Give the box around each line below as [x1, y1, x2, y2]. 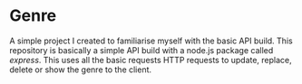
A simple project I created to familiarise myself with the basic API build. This [9, 35, 293, 46]
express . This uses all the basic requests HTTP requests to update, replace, [9, 54, 292, 65]
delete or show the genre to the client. [9, 64, 152, 75]
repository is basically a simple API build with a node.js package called [9, 44, 274, 55]
